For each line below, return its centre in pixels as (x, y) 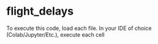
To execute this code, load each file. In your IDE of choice (79, 28)
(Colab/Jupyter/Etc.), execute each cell (56, 34)
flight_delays (40, 11)
